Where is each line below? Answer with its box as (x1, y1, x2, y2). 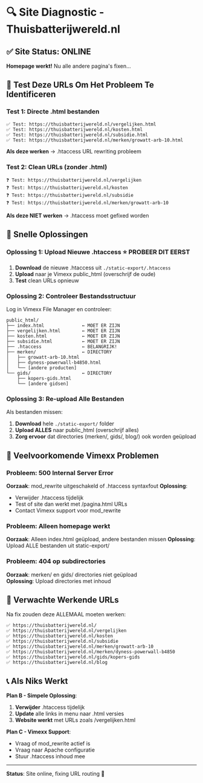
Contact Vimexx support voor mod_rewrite (14, 506, 121, 514)
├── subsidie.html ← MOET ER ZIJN (6, 338, 120, 344)
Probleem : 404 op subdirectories (6, 557, 106, 565)
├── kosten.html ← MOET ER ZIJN (6, 333, 120, 339)
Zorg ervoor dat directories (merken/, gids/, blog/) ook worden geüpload (14, 433, 196, 440)
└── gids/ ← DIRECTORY (6, 370, 112, 376)
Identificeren (6, 89, 56, 100)
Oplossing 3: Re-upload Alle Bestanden (6, 395, 124, 403)
